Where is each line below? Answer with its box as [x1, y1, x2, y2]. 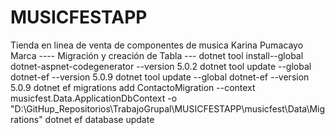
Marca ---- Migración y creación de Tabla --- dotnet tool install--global [10, 49, 304, 61]
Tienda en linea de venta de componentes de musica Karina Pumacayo [10, 39, 304, 51]
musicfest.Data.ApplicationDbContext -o [10, 92, 178, 104]
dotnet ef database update [44, 113, 155, 125]
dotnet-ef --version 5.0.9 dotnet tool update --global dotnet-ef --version [10, 71, 310, 83]
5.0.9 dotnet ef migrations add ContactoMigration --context [10, 81, 256, 93]
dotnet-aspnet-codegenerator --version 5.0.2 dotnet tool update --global [10, 60, 312, 72]
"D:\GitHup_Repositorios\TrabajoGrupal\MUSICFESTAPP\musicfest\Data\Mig [10, 102, 326, 115]
